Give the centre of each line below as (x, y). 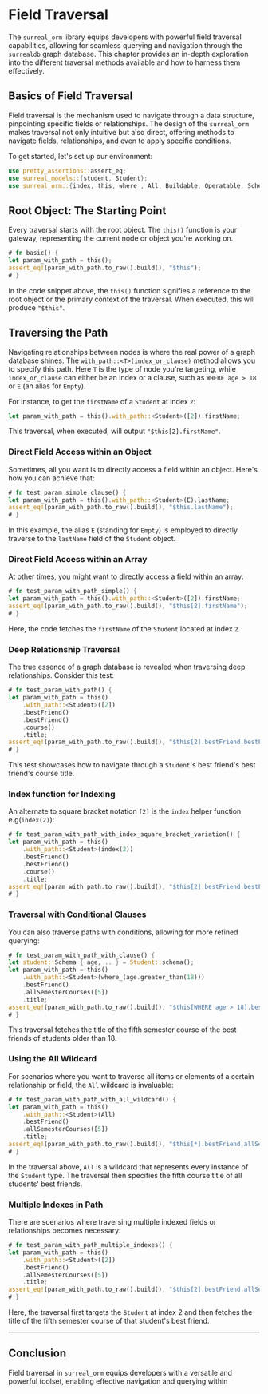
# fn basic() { (33, 253)
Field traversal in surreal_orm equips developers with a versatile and (120, 1372)
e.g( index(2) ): (32, 820)
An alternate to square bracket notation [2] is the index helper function (125, 811)
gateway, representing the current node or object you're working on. (121, 238)
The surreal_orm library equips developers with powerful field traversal (125, 37)
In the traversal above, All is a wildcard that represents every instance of (128, 1167)
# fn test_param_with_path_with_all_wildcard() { (93, 1099)
